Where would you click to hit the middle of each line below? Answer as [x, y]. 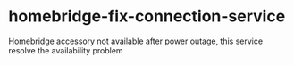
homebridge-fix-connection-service [147, 16]
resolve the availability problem [66, 50]
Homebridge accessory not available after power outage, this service [136, 41]
